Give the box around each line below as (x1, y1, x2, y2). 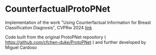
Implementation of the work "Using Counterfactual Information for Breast (5, 19, 151, 25)
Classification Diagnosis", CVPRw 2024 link (5, 24, 92, 30)
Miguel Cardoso (5, 44, 37, 50)
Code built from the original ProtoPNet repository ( (5, 34, 106, 40)
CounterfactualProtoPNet (5, 3, 110, 15)
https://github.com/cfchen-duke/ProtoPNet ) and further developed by (5, 39, 146, 45)
